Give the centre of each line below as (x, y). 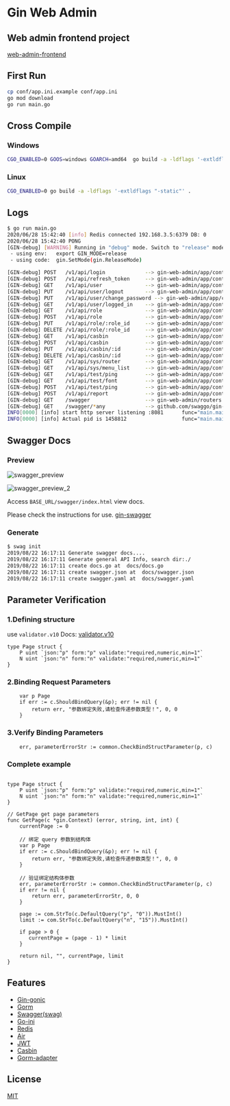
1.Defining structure (41, 619)
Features (26, 983)
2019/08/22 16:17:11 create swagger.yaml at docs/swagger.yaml (101, 578)
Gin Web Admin (52, 13)
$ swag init (24, 547)
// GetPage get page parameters (53, 814)
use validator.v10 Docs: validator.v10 (61, 635)
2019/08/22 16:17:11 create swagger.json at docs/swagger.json (101, 572)
